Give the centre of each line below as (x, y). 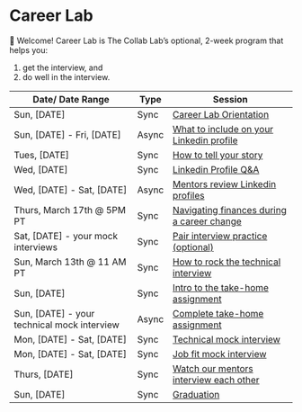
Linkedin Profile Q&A (216, 169)
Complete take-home (218, 313)
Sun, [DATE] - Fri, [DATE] (67, 134)
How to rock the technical (226, 262)
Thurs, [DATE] (44, 374)
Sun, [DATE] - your (54, 313)
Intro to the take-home (221, 287)
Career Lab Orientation (221, 114)
